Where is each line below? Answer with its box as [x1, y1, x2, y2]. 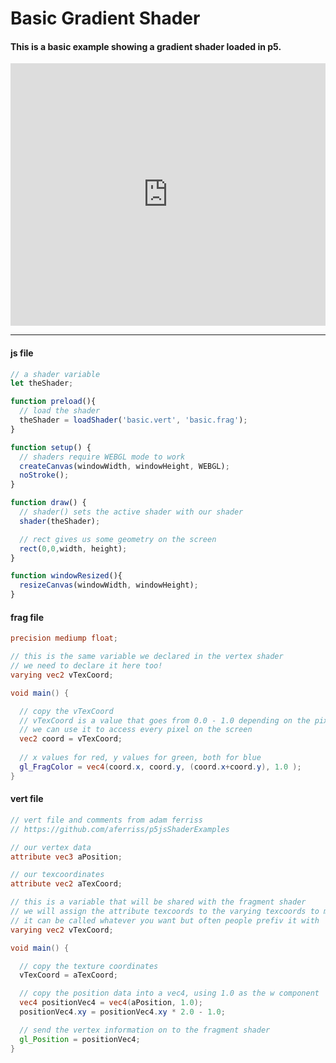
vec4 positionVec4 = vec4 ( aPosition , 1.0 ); [19, 998, 203, 1008]
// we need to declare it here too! [10, 661, 163, 671]
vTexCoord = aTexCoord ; [19, 970, 118, 981]
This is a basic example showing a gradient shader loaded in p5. [10, 40, 282, 52]
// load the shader [19, 406, 101, 416]
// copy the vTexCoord [19, 706, 114, 716]
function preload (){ [10, 397, 97, 407]
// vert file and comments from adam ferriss [10, 815, 203, 825]
